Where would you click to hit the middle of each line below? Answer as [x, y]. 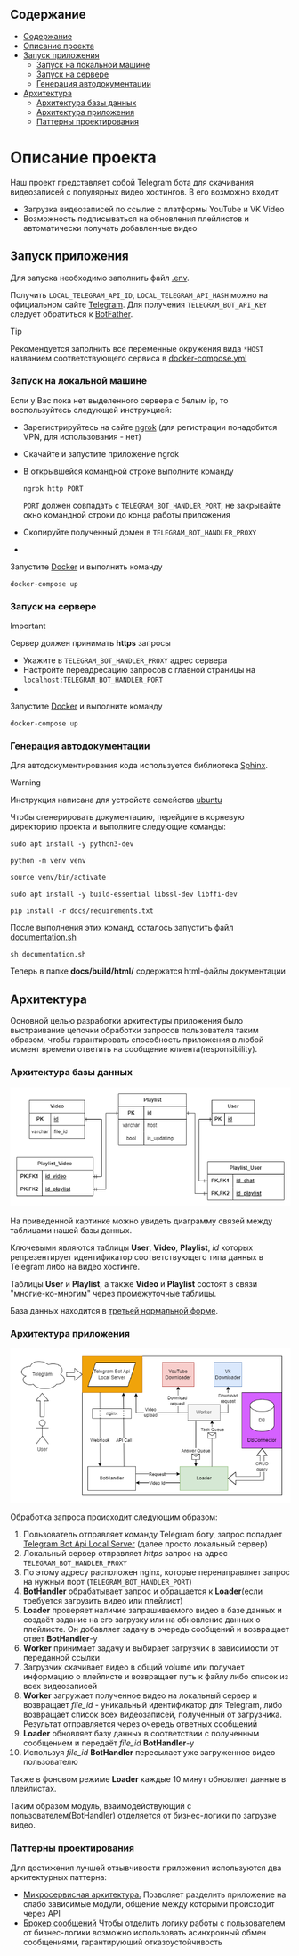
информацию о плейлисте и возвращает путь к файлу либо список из [156, 1677]
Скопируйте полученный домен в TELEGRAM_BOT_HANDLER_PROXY [140, 532]
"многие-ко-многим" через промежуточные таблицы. [113, 1293]
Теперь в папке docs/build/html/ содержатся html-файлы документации [148, 971]
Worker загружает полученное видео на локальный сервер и [140, 1695]
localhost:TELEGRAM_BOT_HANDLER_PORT [93, 680]
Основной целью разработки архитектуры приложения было [127, 1021]
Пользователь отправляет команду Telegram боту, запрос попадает [153, 1535]
